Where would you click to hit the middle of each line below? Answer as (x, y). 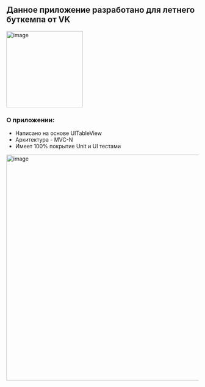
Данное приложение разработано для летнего (101, 10)
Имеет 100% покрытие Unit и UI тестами (68, 146)
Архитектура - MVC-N (44, 140)
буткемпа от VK (38, 20)
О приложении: (31, 120)
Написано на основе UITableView (59, 133)
